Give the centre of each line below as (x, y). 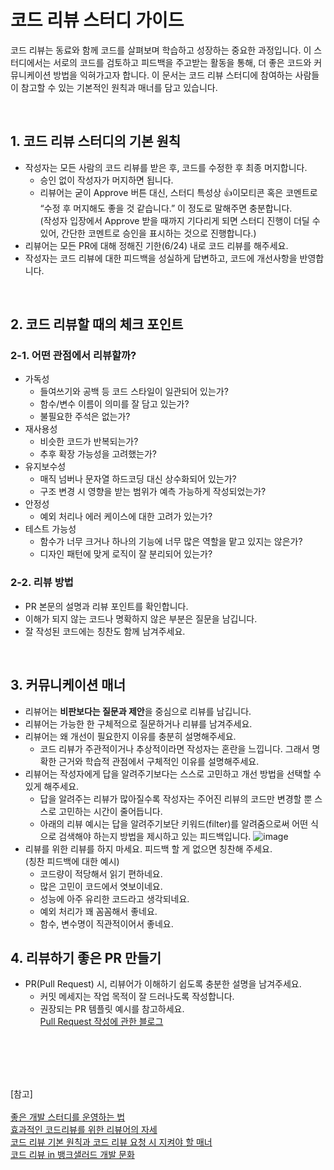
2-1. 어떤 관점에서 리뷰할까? (73, 356)
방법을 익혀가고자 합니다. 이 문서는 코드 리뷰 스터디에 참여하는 (173, 75)
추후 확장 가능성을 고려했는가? (98, 454)
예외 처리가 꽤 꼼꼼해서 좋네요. (98, 911)
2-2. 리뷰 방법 (42, 583)
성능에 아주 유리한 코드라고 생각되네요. (114, 898)
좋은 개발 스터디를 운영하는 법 (68, 1117)
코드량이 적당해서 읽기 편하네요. (101, 873)
